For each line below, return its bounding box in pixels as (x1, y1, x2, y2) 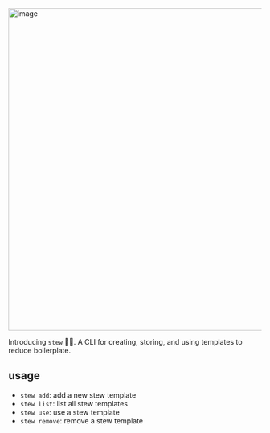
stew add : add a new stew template (19, 390, 137, 400)
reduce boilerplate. (8, 345, 72, 355)
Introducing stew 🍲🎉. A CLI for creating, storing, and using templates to (8, 337, 243, 346)
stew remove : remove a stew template (19, 415, 144, 425)
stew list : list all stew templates (19, 398, 129, 408)
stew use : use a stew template (19, 407, 121, 417)
